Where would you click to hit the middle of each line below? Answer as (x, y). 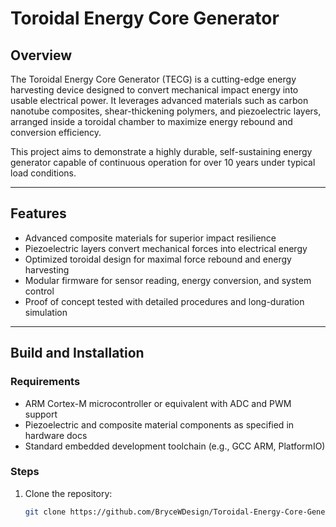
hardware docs (56, 435)
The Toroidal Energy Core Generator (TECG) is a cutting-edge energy (153, 79)
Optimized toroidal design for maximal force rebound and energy (158, 259)
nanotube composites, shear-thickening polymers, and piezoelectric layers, (166, 111)
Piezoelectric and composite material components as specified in (159, 424)
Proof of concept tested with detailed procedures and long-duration (164, 301)
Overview (41, 55)
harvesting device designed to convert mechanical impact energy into (154, 90)
